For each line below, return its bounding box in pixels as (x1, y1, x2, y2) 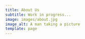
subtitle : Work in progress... (5, 12, 71, 17)
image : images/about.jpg (5, 17, 58, 22)
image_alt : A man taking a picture (5, 21, 80, 27)
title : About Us (5, 7, 39, 13)
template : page (5, 26, 37, 31)
